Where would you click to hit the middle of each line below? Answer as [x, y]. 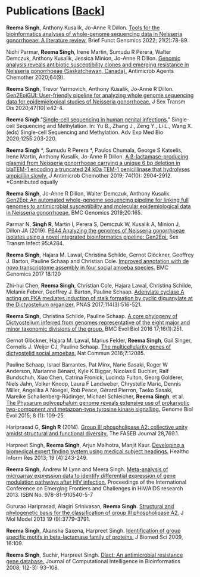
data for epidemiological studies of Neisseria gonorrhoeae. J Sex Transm [96, 101]
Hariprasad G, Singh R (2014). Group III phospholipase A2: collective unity [97, 427]
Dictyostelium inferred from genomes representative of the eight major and [98, 322]
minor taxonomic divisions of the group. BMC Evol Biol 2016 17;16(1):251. [95, 329]
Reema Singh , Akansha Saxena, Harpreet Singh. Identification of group [93, 530]
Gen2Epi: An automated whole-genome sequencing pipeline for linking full [98, 200]
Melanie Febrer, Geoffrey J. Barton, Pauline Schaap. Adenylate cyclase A [95, 292]
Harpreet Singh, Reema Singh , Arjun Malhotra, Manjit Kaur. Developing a [95, 445]
